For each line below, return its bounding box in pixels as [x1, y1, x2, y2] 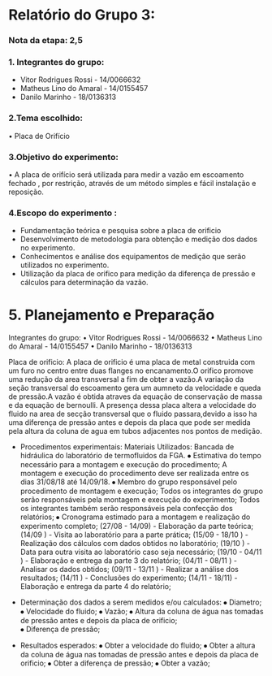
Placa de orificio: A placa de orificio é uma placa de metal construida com [8, 357, 256, 367]
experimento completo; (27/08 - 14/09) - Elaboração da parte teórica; [19, 522, 254, 531]
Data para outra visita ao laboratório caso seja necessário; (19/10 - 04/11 [19, 547, 262, 557]
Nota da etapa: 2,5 [8, 35, 84, 46]
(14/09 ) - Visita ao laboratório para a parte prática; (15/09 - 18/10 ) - [19, 530, 249, 539]
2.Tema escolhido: [8, 112, 84, 123]
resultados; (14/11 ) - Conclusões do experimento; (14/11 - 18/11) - [19, 573, 238, 583]
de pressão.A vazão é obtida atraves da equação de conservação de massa [8, 392, 262, 401]
